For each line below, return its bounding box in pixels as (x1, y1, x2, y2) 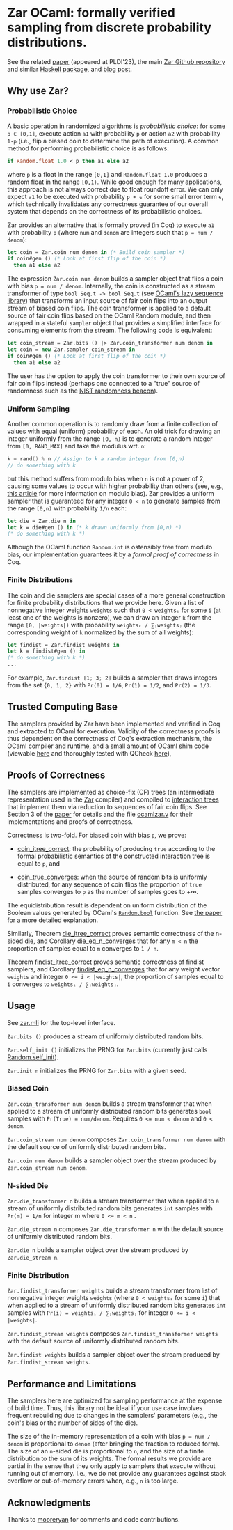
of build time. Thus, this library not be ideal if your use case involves (7, 1404, 203, 1412)
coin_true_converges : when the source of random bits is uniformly (17, 873, 207, 881)
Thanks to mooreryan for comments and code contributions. (7, 1515, 181, 1524)
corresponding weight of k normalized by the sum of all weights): (7, 628, 194, 637)
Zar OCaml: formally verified (7, 5, 175, 21)
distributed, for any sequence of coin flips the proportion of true (17, 880, 202, 889)
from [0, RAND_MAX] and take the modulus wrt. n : (7, 442, 146, 450)
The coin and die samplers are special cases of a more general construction (7, 591, 225, 600)
